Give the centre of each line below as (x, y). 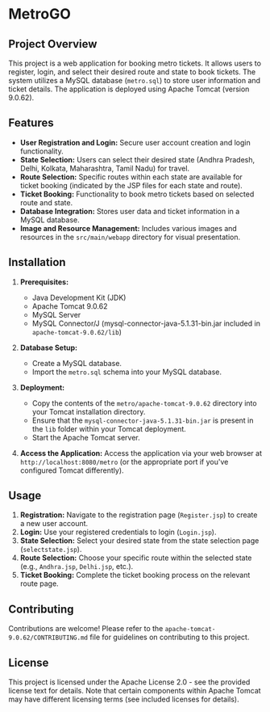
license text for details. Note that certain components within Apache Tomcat (135, 691)
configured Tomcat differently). (72, 470)
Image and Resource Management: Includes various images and (129, 228)
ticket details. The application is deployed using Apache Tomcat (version (129, 89)
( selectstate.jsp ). (51, 550)
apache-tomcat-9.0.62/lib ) (77, 331)
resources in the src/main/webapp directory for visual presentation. (130, 237)
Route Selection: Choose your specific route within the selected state (136, 558)
